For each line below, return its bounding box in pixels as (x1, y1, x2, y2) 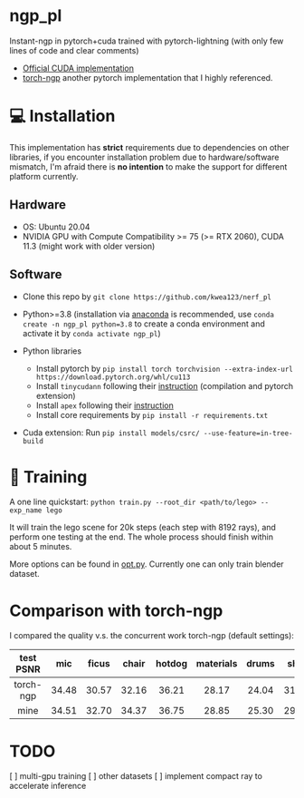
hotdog (155, 657, 188, 670)
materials (195, 657, 238, 670)
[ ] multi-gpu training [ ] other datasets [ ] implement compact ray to (9, 771, 262, 782)
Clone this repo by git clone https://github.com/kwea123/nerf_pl (22, 291, 271, 302)
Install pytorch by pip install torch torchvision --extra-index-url (35, 363, 294, 374)
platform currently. (9, 170, 79, 181)
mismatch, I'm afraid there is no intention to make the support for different (9, 161, 288, 172)
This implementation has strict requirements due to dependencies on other (9, 141, 290, 152)
